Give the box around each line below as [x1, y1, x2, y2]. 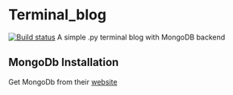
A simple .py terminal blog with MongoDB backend [56, 32, 226, 42]
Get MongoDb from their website [8, 76, 118, 86]
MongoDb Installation [8, 56, 119, 69]
